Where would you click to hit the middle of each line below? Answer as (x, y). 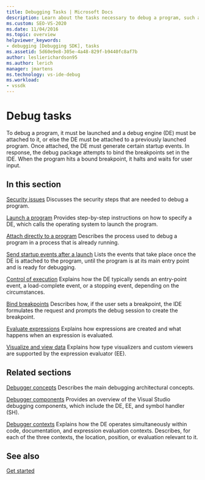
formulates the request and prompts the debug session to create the (92, 310)
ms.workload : (23, 80)
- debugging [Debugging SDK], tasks (53, 46)
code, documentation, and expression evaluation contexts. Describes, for (99, 431)
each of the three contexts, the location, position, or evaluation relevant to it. (102, 437)
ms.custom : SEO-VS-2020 (37, 23)
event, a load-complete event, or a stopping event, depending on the (93, 285)
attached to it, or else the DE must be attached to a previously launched (96, 139)
